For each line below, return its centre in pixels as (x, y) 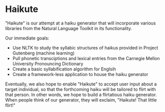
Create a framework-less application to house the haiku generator (80, 74)
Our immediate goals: (27, 38)
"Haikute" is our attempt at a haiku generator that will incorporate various (80, 23)
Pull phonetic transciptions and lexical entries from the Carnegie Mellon (86, 58)
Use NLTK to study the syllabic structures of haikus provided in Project (85, 47)
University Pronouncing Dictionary (48, 63)
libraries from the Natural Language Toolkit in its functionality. (69, 28)
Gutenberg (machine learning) (43, 53)
